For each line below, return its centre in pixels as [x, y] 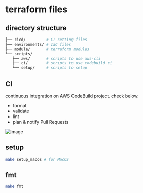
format [20, 105]
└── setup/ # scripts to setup [49, 68]
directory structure [36, 28]
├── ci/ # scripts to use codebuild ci [62, 63]
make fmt [14, 187]
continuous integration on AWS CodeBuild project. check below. [72, 96]
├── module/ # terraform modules [47, 49]
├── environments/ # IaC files [38, 44]
